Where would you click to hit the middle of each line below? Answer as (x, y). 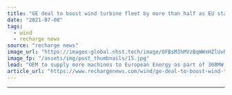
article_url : (26, 71)
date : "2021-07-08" (35, 20)
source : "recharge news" (43, 45)
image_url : (23, 52)
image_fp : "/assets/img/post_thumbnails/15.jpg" (78, 59)
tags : (15, 26)
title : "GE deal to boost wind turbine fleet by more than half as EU (111, 13)
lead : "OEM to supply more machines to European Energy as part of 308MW (116, 65)
